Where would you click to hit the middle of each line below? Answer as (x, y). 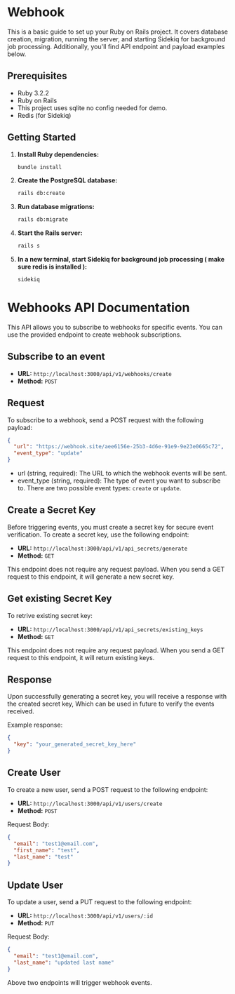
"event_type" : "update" (48, 453)
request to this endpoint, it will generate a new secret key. (91, 577)
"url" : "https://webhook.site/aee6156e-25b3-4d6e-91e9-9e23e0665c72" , (119, 447)
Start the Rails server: (50, 233)
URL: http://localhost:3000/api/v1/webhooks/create (94, 373)
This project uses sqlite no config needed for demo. (92, 108)
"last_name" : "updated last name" (64, 962)
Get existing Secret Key (60, 599)
